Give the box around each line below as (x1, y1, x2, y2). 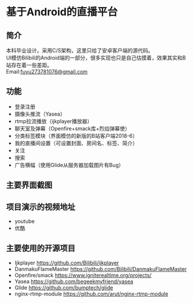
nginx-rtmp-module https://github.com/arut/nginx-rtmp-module (14, 290, 168, 297)
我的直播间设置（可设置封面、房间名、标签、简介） (14, 140, 138, 147)
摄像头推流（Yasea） (14, 110, 66, 117)
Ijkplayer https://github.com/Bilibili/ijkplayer (14, 259, 119, 266)
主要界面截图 (6, 180, 53, 190)
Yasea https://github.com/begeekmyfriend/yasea (14, 278, 133, 285)
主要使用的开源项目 (6, 243, 75, 253)
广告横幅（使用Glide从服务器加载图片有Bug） (14, 161, 124, 168)
